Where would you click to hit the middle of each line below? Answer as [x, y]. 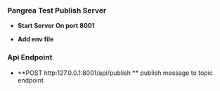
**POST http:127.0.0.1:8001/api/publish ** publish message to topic [115, 73]
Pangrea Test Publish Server [57, 10]
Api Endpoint [30, 57]
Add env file [35, 39]
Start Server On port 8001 [56, 26]
